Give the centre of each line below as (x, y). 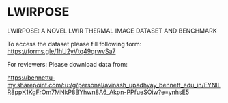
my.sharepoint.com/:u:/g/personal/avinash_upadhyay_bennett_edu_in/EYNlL (114, 85)
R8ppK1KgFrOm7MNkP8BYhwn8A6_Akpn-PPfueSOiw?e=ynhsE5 (98, 92)
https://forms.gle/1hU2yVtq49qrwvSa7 (61, 51)
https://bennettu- (31, 77)
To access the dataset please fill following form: (74, 44)
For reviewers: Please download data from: (67, 64)
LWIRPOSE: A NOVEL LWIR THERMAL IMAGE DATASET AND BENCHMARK (112, 31)
